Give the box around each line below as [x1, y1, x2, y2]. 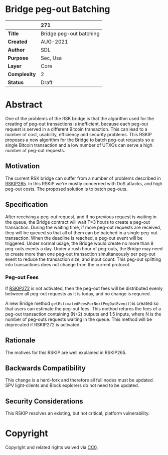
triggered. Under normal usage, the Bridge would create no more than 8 [5, 240, 154, 246]
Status [8, 79, 24, 86]
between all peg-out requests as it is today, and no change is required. [5, 290, 151, 296]
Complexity [8, 71, 36, 78]
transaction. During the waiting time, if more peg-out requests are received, [5, 224, 161, 230]
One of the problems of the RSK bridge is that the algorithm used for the [5, 115, 154, 121]
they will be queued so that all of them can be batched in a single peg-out [5, 229, 158, 236]
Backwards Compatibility [5, 364, 86, 372]
